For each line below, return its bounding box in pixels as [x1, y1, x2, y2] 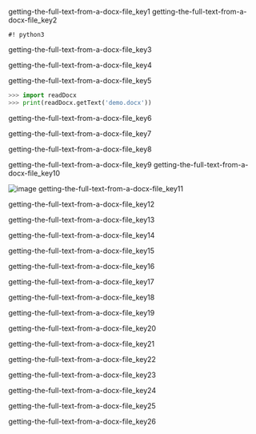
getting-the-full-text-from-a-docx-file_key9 [8, 159, 152, 169]
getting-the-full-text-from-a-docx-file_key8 [8, 144, 152, 154]
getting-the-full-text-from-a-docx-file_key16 [8, 261, 155, 271]
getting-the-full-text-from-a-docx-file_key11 [38, 183, 184, 193]
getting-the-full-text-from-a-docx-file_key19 [8, 307, 155, 317]
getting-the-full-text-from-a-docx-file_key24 [8, 385, 157, 395]
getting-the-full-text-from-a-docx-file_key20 [8, 323, 157, 333]
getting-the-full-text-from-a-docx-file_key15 [8, 246, 154, 255]
